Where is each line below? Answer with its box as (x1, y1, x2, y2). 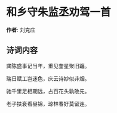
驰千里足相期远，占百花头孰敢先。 (6, 87, 90, 95)
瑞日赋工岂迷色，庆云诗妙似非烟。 (6, 75, 90, 82)
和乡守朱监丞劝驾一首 (6, 5, 112, 19)
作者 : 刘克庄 (6, 26, 36, 33)
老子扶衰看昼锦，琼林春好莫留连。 (6, 100, 90, 107)
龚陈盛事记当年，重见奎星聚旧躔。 (6, 62, 90, 69)
